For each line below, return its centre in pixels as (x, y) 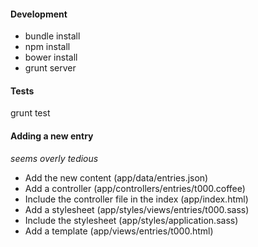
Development (39, 14)
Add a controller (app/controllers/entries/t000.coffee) (135, 188)
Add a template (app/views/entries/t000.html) (119, 231)
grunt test (30, 113)
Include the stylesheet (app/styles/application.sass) (131, 220)
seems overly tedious (54, 158)
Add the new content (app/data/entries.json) (116, 177)
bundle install (52, 36)
